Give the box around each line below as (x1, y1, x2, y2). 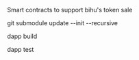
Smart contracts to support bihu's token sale (7, 6, 133, 14)
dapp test (7, 46, 34, 53)
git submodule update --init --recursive (7, 19, 118, 27)
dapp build (7, 32, 38, 40)
